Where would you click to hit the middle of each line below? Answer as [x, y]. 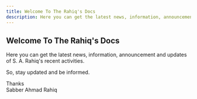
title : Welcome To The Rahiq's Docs [51, 11]
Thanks [15, 84]
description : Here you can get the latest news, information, [84, 17]
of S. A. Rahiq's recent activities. [45, 61]
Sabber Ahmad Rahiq [32, 90]
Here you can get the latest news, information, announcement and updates [96, 55]
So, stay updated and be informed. [48, 72]
